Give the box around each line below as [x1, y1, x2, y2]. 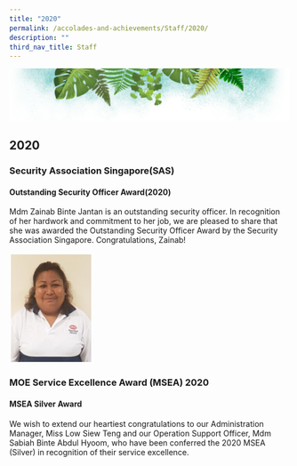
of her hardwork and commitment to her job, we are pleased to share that [9, 216, 278, 227]
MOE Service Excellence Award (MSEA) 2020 [9, 376, 209, 389]
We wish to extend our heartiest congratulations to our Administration [9, 418, 264, 429]
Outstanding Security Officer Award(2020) [9, 187, 172, 197]
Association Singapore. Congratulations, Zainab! [9, 235, 187, 245]
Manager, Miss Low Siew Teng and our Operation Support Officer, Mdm [9, 428, 271, 438]
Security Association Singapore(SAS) [9, 165, 175, 177]
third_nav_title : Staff [9, 43, 98, 52]
